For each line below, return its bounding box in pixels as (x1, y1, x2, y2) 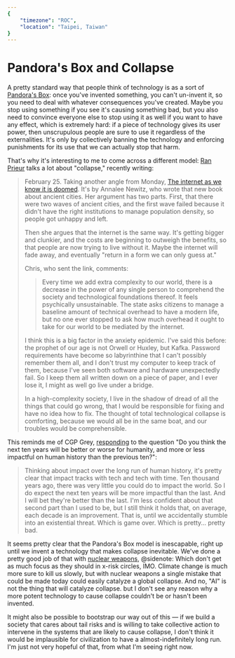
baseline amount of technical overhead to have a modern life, (41, 308, 220, 316)
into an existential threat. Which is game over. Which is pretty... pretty (24, 518, 226, 527)
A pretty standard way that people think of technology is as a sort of (7, 83, 205, 92)
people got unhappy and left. (24, 215, 109, 223)
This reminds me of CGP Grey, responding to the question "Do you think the (7, 438, 227, 446)
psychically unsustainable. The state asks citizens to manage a (41, 300, 224, 309)
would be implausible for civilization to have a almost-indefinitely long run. (7, 636, 222, 644)
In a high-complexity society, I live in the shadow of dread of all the (24, 394, 219, 403)
